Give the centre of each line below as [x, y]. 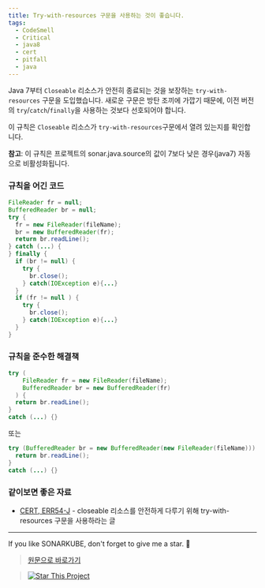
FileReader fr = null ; [45, 203]
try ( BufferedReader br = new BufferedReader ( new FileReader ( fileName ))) [132, 448]
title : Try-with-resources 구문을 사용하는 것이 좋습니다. [96, 15]
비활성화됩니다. [46, 163]
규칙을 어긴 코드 [36, 185]
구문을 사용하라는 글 [85, 520]
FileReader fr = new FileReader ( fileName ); [95, 380]
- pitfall [31, 60]
